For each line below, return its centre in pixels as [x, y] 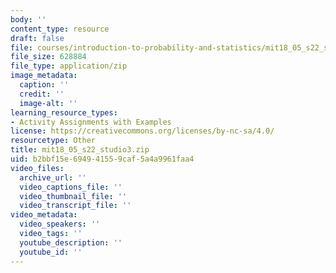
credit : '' [42, 94]
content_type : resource [60, 29]
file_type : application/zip [69, 66]
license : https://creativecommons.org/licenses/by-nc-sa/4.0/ [142, 131]
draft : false [37, 38]
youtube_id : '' [51, 252]
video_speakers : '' [60, 224]
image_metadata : [44, 76]
